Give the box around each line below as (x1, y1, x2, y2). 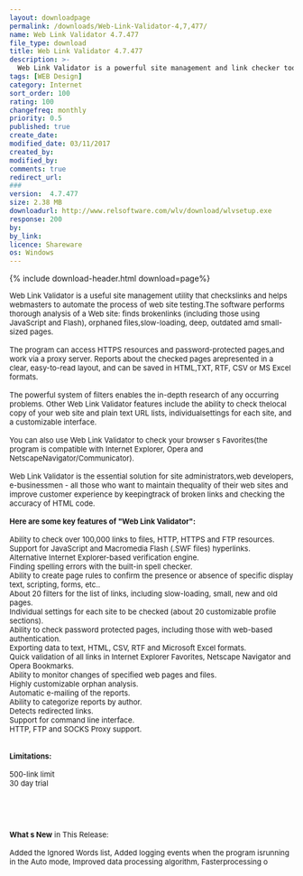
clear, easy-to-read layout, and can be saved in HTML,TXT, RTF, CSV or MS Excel (9, 363, 291, 373)
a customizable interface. (9, 417, 97, 427)
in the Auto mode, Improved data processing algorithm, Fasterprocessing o (9, 857, 269, 867)
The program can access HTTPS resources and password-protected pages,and (9, 345, 285, 355)
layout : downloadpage (9, 13, 91, 23)
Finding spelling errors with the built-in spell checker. (9, 562, 193, 572)
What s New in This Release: (9, 830, 109, 840)
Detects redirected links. (9, 706, 94, 716)
